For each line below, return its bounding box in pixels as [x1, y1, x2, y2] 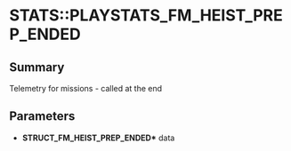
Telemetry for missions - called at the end [9, 83, 163, 93]
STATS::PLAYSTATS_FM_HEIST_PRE [9, 5, 283, 26]
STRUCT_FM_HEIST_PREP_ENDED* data [21, 132, 175, 143]
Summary [9, 60, 65, 75]
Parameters [9, 108, 76, 124]
